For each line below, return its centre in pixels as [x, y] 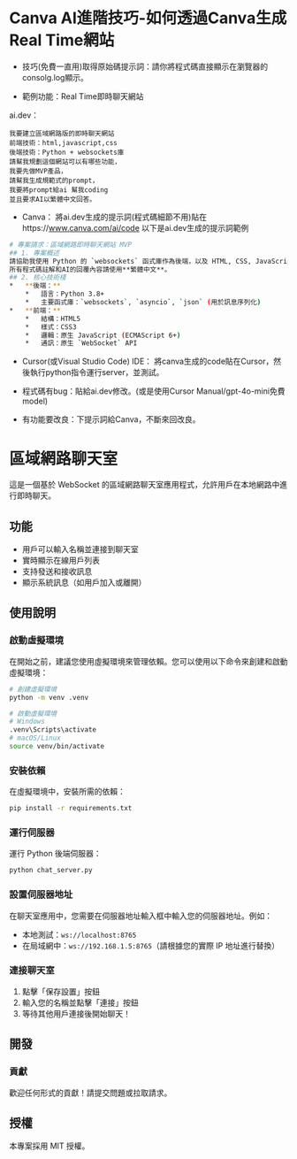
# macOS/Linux [35, 738]
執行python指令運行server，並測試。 [97, 372]
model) [35, 401]
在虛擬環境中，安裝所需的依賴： [67, 792]
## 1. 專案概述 [34, 253]
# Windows [27, 722]
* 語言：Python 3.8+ [65, 294]
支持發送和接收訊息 [57, 572]
